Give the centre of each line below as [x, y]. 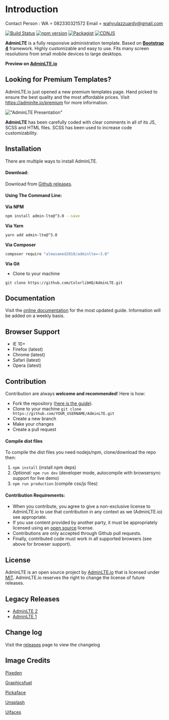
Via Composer [21, 245]
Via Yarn [14, 225]
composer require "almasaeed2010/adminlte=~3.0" [57, 254]
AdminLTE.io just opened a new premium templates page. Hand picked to [81, 92]
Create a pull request [34, 430]
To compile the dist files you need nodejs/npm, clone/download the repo [81, 452]
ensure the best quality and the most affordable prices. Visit [67, 97]
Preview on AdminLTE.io [31, 63]
